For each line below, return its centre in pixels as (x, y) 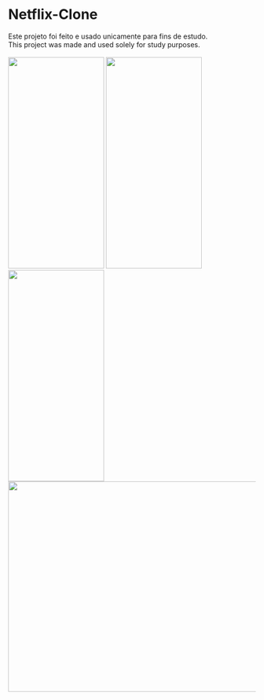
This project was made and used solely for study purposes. (104, 44)
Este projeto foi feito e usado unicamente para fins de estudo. (108, 36)
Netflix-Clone (53, 15)
